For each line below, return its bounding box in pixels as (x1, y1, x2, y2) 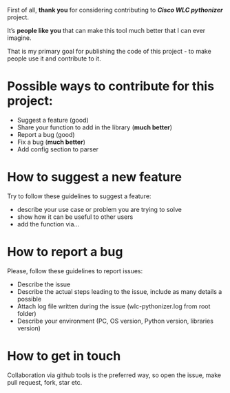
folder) (17, 309, 36, 317)
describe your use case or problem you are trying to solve (17, 205, 182, 213)
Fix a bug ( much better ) (17, 138, 86, 146)
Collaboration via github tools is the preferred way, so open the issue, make (7, 371, 222, 379)
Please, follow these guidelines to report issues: (7, 266, 143, 275)
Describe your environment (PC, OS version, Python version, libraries (17, 317, 213, 325)
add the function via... (17, 220, 80, 228)
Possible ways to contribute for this (7, 78, 215, 94)
